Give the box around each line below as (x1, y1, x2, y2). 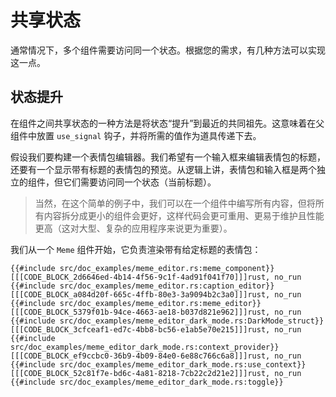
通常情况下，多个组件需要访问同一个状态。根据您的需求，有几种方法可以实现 (10, 44, 326, 56)
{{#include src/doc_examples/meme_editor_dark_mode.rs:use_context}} (10, 359, 307, 370)
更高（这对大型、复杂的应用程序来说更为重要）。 (34, 222, 233, 234)
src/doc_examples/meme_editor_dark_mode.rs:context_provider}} (10, 342, 280, 352)
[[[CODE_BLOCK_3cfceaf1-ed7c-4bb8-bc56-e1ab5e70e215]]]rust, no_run (10, 324, 302, 335)
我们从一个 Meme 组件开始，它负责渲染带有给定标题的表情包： (10, 243, 262, 255)
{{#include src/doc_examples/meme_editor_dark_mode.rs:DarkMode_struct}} (10, 316, 325, 326)
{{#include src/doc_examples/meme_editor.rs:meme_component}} (10, 263, 275, 273)
